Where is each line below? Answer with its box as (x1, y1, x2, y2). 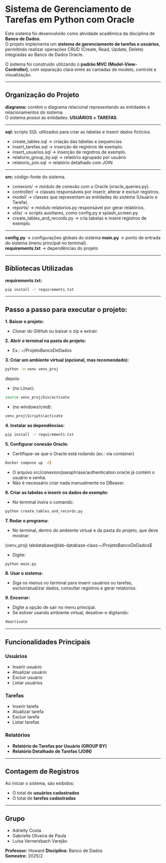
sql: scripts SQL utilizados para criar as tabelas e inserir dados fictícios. (5, 129, 152, 135)
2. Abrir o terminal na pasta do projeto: (5, 338, 86, 344)
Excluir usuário (12, 674, 43, 680)
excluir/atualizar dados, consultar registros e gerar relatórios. (12, 585, 137, 591)
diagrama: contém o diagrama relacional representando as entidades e (5, 104, 150, 110)
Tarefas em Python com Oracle (5, 14, 135, 25)
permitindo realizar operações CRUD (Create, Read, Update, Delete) (5, 46, 144, 52)
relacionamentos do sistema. (5, 109, 64, 115)
